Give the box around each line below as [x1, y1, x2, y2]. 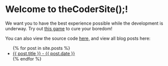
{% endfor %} [12, 55, 42, 61]
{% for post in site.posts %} [12, 45, 71, 51]
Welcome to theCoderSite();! [5, 4, 129, 15]
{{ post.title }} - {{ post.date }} [12, 50, 75, 56]
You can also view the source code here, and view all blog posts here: [5, 35, 151, 41]
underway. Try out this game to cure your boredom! [5, 25, 113, 31]
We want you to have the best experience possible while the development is [5, 20, 163, 26]
